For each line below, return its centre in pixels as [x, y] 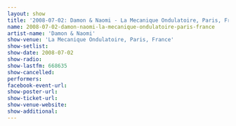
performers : [25, 79]
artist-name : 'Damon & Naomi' [52, 33]
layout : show [26, 14]
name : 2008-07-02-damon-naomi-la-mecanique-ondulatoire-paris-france [111, 27]
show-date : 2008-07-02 [40, 53]
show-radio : [25, 59]
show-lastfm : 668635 [38, 66]
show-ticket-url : [33, 99]
